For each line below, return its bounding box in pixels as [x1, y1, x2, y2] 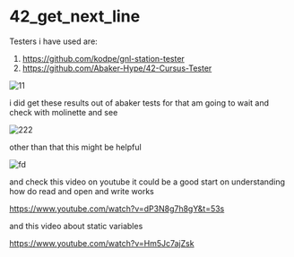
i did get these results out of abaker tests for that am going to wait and [9, 97, 269, 108]
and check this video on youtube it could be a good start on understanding [9, 176, 285, 187]
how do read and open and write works [9, 185, 155, 196]
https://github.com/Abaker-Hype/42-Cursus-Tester [22, 63, 212, 73]
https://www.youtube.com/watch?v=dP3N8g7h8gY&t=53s [9, 203, 225, 214]
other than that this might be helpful [9, 141, 142, 152]
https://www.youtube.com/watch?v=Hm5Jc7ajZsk [9, 237, 195, 248]
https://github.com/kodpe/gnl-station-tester [22, 53, 186, 64]
